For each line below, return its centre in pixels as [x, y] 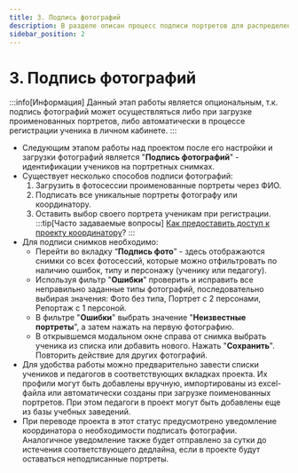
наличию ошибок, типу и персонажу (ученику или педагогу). [151, 271]
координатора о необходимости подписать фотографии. [129, 430]
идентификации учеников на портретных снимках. [118, 167]
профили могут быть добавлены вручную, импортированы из [139, 383]
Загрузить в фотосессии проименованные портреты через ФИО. [158, 185]
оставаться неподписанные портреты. [95, 459]
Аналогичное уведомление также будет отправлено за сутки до [144, 440]
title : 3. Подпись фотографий [65, 17]
